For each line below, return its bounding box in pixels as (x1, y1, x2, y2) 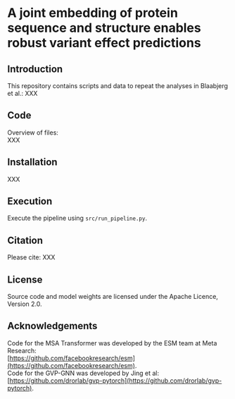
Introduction (7, 63, 63, 75)
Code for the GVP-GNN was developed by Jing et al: (7, 369, 160, 377)
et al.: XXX (7, 90, 38, 97)
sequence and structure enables (7, 20, 202, 36)
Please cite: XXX (7, 253, 56, 262)
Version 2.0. (7, 300, 42, 308)
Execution (7, 195, 53, 207)
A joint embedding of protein (7, 5, 178, 21)
